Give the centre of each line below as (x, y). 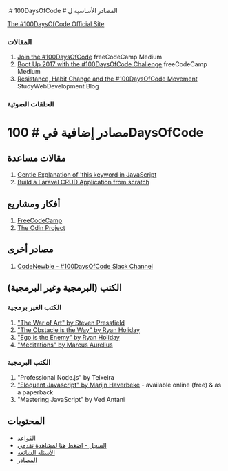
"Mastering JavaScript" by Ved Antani (71, 399)
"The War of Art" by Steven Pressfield (71, 323)
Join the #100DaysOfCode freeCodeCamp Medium (90, 57)
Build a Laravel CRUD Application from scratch (83, 182)
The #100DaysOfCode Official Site (56, 24)
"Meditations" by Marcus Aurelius (65, 345)
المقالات (20, 41)
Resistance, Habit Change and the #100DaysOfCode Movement (107, 79)
